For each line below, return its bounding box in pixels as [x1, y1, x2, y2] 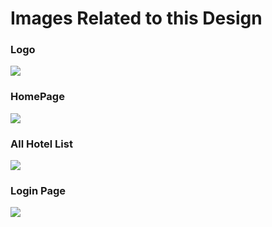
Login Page [10, 184, 67, 197]
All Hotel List [10, 137, 73, 151]
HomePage [10, 90, 65, 104]
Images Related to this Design [10, 7, 263, 30]
